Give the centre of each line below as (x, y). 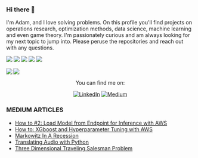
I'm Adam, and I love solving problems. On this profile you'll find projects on (99, 23)
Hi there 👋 (21, 10)
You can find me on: (100, 83)
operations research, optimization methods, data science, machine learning (99, 29)
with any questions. (30, 48)
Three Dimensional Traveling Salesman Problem (74, 148)
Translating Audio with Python (52, 142)
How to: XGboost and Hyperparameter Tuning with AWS (84, 129)
